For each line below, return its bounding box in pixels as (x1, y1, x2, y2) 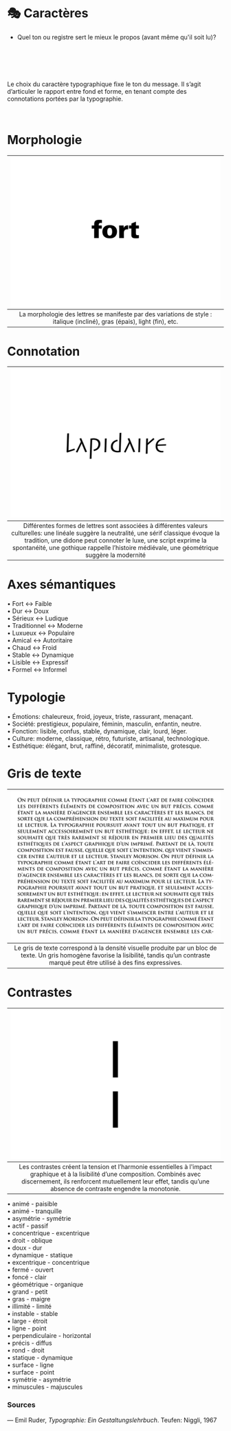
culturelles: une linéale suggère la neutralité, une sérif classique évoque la (11, 529, 220, 537)
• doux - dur (7, 1244, 43, 1252)
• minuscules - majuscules (7, 1383, 83, 1391)
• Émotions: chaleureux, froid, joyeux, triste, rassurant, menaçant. (7, 713, 194, 720)
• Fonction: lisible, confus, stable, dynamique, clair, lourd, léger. (7, 727, 188, 735)
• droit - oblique (7, 1237, 53, 1245)
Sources (7, 1400, 36, 1410)
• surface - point (7, 1368, 55, 1377)
